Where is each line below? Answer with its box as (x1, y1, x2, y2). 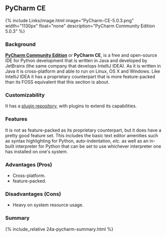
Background (5, 40, 36, 47)
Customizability (5, 92, 45, 99)
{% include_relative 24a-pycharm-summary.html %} (5, 226, 114, 232)
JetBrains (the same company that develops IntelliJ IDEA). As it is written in (5, 63, 161, 69)
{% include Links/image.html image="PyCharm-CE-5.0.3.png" (5, 17, 134, 23)
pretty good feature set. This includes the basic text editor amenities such (5, 132, 158, 138)
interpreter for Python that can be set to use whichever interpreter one (15, 143, 161, 149)
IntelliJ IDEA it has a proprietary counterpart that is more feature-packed (5, 74, 155, 80)
